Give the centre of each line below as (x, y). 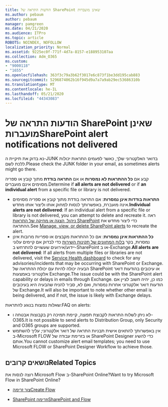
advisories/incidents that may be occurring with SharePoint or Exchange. (88, 263)
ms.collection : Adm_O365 (31, 56)
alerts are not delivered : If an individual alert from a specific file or (81, 210)
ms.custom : (17, 61)
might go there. (21, 169)
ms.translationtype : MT (30, 84)
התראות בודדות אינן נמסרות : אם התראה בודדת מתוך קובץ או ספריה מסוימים (86, 199)
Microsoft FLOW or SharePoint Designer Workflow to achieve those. (82, 347)
